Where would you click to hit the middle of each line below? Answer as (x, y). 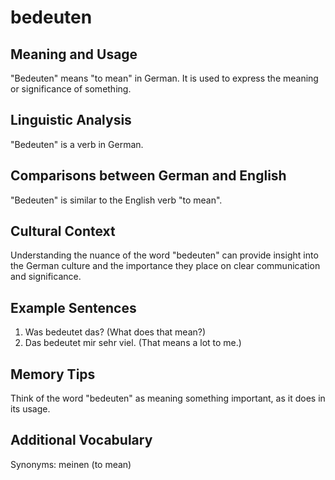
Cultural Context (63, 231)
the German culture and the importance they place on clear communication (165, 266)
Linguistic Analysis (71, 120)
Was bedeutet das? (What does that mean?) (115, 332)
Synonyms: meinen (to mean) (71, 464)
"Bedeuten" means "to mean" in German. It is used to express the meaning (164, 78)
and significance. (46, 277)
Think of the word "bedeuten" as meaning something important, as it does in (168, 398)
